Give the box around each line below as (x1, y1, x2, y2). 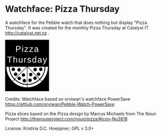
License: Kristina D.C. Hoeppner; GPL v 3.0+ (5, 125, 94, 131)
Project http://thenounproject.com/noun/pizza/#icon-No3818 (5, 116, 128, 122)
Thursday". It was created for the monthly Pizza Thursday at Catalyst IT (5, 24, 149, 30)
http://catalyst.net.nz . (5, 30, 50, 36)
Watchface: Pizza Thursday (5, 3, 120, 15)
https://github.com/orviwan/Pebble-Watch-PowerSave (5, 101, 115, 107)
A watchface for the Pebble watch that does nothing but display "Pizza (5, 20, 147, 25)
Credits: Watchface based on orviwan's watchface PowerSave (5, 96, 131, 102)
